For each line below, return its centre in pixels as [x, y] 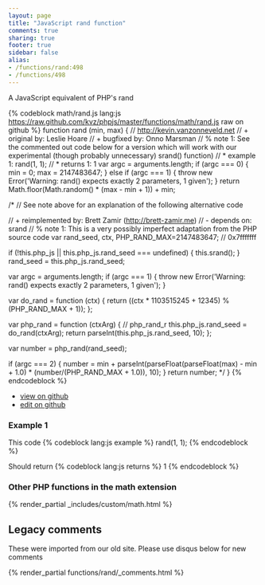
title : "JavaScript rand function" [67, 23]
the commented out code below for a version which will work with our [123, 147]
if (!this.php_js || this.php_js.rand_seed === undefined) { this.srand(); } [124, 253]
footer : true [30, 45]
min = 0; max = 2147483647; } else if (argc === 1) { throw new [111, 172]
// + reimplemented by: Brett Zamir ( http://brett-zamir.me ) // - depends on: [130, 220]
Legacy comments [55, 530]
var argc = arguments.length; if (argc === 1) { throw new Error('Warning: [127, 277]
